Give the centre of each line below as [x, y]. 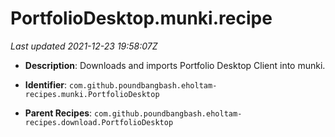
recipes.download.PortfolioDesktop [99, 122]
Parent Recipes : [58, 113]
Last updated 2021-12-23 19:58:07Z [84, 46]
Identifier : [46, 84]
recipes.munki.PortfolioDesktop [92, 94]
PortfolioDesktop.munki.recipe [141, 18]
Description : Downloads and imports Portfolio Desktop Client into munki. [175, 65]
